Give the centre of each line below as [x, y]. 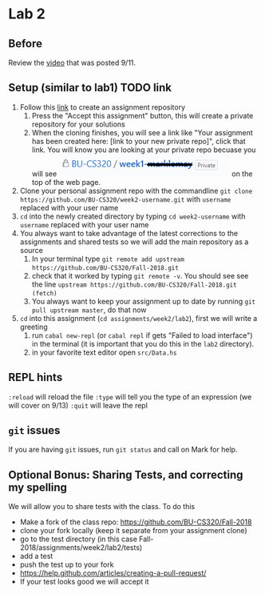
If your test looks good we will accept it [84, 582]
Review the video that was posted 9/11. [72, 62]
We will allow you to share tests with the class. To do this [102, 507]
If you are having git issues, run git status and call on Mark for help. [123, 450]
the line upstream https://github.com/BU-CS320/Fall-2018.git [134, 284]
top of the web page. [66, 182]
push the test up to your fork [67, 564]
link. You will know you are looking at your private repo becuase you [144, 150]
